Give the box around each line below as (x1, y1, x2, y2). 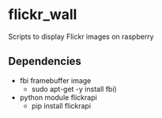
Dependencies (8, 55, 81, 68)
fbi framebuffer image (19, 75, 92, 85)
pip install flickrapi (31, 101, 92, 110)
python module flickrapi (19, 93, 97, 102)
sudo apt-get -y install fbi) (31, 84, 117, 93)
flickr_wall (8, 6, 77, 24)
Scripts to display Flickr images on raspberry (8, 32, 154, 41)
